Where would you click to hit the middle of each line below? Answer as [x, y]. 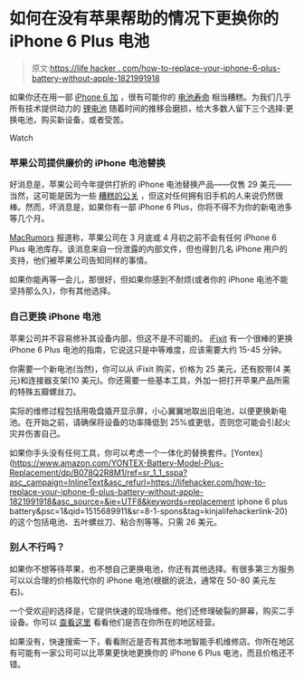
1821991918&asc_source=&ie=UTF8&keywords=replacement [122, 501]
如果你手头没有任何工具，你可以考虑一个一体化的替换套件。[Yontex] [136, 452]
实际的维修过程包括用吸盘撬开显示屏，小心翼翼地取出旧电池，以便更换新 [144, 411]
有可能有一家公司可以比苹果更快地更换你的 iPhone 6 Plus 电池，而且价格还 [148, 653]
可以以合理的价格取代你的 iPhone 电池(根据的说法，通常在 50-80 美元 [139, 580]
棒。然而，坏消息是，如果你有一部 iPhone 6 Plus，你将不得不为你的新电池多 [151, 207]
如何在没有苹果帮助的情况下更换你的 [144, 19]
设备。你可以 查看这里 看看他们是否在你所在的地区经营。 [114, 622]
